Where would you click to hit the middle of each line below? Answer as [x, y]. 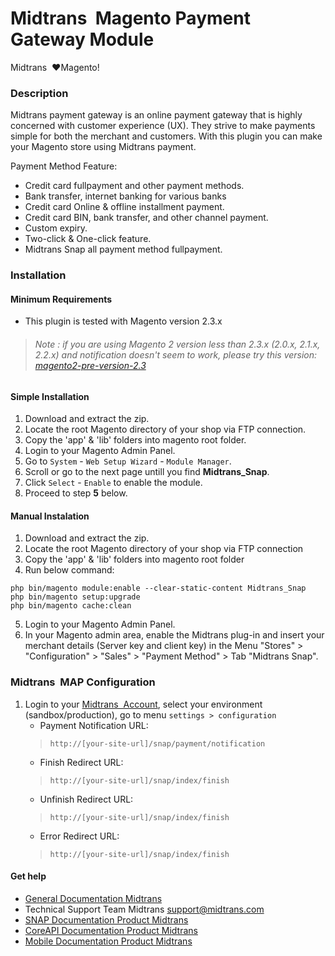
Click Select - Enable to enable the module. [113, 483]
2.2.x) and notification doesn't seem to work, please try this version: [176, 354]
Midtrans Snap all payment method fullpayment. [123, 249]
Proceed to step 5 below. [76, 493]
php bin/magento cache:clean [71, 606]
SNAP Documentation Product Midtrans [106, 919]
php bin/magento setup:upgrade [75, 597]
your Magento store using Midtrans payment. [103, 147]
